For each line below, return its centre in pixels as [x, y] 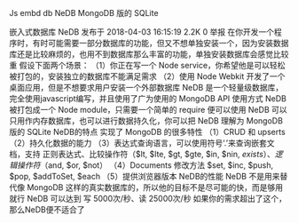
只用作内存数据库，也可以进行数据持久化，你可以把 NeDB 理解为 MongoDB [146, 121]
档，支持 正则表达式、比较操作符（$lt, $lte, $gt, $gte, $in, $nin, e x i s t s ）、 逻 [146, 154]
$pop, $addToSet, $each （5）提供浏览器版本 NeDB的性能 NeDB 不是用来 [145, 176]
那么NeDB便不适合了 [47, 210]
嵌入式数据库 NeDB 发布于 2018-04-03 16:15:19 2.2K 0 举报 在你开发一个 [142, 32]
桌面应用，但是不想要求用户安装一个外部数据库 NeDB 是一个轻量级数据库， [146, 88]
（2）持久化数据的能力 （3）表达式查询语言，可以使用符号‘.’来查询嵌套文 [142, 143]
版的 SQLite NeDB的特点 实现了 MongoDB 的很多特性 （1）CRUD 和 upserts [147, 132]
